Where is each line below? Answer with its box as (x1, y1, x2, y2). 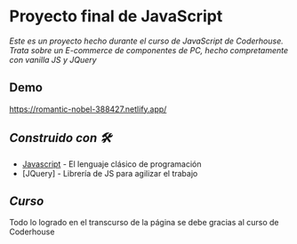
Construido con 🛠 (9, 130, 112, 146)
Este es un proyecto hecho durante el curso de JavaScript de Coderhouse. (9, 35, 285, 46)
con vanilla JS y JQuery (9, 54, 97, 65)
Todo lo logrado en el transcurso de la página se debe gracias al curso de (9, 217, 279, 228)
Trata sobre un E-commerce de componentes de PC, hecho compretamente (9, 44, 289, 55)
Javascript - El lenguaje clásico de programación (21, 158, 202, 169)
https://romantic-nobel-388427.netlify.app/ (9, 104, 167, 114)
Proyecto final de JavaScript (9, 6, 223, 27)
